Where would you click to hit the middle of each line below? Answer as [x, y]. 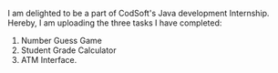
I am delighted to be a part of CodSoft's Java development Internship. [139, 13]
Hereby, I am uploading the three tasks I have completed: [115, 23]
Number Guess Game [62, 41]
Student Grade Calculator [68, 50]
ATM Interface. [49, 60]
